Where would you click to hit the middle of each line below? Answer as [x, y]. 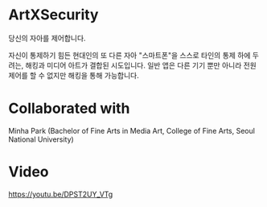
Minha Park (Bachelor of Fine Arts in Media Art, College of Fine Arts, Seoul [132, 130]
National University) [41, 139]
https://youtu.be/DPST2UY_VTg [61, 194]
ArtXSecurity [53, 15]
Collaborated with [69, 108]
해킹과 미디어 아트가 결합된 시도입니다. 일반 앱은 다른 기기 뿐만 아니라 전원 [141, 65]
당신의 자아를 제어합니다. [47, 38]
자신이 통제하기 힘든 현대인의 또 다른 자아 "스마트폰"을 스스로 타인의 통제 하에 [129, 55]
